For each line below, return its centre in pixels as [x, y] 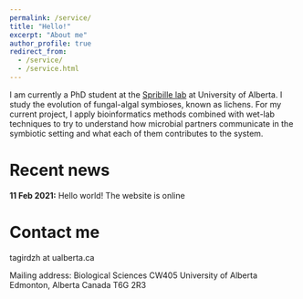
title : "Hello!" [40, 26]
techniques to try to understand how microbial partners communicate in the [151, 123]
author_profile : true [51, 43]
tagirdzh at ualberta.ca [52, 257]
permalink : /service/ [51, 18]
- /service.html [48, 69]
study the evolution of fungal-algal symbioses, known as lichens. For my [146, 104]
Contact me [55, 232]
